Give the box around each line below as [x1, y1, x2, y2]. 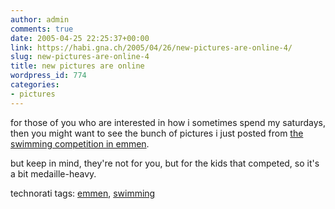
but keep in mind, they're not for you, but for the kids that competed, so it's [10, 157, 320, 169]
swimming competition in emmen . [10, 137, 150, 150]
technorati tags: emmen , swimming [10, 187, 156, 199]
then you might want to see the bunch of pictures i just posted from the [10, 127, 304, 139]
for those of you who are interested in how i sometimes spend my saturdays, [10, 116, 326, 128]
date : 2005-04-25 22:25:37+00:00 [10, 33, 150, 43]
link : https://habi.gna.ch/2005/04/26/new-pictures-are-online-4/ [10, 42, 293, 53]
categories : [10, 80, 60, 90]
